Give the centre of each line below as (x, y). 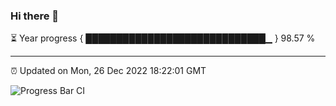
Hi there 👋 (35, 16)
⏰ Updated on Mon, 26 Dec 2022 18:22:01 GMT (108, 71)
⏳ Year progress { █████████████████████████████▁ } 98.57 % (163, 38)
